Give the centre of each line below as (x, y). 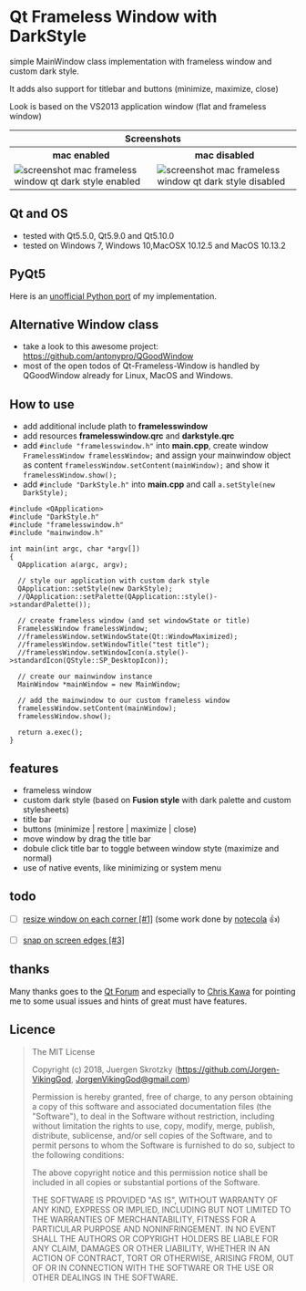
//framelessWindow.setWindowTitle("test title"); (113, 645)
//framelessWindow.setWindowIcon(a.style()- (103, 653)
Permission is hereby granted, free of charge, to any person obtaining (163, 1097)
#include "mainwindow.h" (56, 533)
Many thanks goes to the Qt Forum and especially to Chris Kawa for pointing (153, 991)
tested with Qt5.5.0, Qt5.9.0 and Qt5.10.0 (98, 235)
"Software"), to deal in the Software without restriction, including (153, 1116)
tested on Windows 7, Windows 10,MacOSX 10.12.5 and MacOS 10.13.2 (154, 245)
